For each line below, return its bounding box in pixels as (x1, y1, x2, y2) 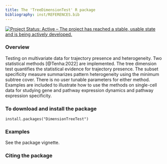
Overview (5, 44, 30, 51)
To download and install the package (5, 105, 97, 112)
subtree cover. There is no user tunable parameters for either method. (5, 76, 150, 83)
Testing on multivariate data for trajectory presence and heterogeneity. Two (5, 55, 162, 61)
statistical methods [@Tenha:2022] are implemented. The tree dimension (5, 60, 157, 66)
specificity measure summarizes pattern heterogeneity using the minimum (5, 71, 159, 77)
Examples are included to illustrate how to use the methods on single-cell (5, 81, 157, 88)
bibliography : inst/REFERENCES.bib (5, 12, 80, 17)
